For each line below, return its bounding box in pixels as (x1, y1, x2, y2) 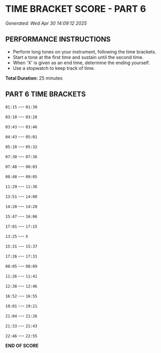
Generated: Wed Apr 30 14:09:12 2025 (5, 20, 87, 26)
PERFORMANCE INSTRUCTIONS (5, 35, 111, 44)
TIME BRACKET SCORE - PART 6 (5, 3, 147, 15)
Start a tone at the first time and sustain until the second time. (12, 54, 144, 60)
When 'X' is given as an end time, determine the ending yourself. (12, 60, 150, 66)
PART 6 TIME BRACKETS (5, 90, 86, 99)
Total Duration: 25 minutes (5, 75, 63, 81)
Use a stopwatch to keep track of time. (12, 65, 95, 71)
